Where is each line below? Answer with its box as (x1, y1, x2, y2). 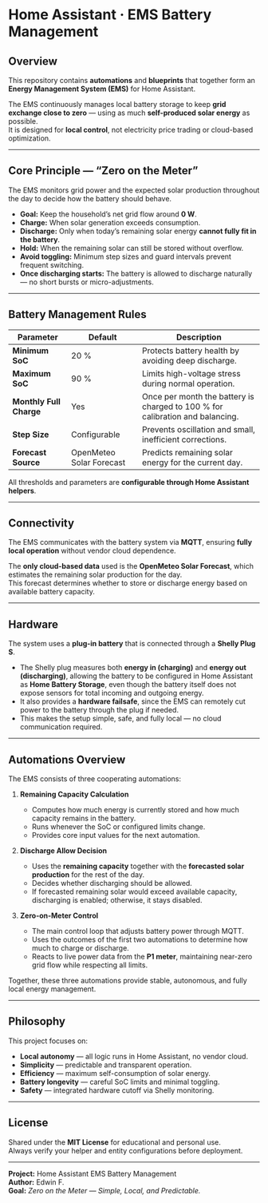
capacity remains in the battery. (31, 813, 136, 824)
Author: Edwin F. (8, 1177, 65, 1187)
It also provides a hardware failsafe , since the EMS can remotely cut (19, 697, 246, 706)
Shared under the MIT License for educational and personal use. (8, 1137, 222, 1147)
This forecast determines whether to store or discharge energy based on (8, 578, 247, 588)
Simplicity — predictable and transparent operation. (19, 1060, 192, 1070)
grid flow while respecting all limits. (31, 960, 148, 970)
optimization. (8, 133, 51, 143)
